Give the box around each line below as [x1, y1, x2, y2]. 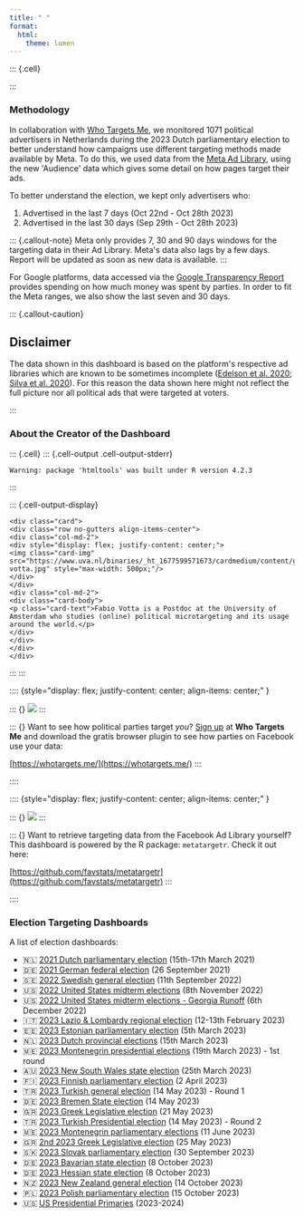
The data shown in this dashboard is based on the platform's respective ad [9, 359, 289, 370]
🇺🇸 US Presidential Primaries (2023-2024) [22, 1197, 185, 1208]
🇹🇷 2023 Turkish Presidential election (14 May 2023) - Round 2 [22, 1116, 262, 1126]
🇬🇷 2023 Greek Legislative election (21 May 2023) [22, 1106, 214, 1116]
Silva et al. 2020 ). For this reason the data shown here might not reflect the [9, 378, 290, 389]
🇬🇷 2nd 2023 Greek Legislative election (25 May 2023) [22, 1136, 233, 1147]
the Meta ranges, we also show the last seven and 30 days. [9, 291, 231, 302]
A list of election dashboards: [9, 936, 119, 947]
